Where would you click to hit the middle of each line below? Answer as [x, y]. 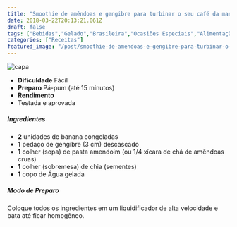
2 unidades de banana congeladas [68, 136]
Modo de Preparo [34, 190]
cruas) [27, 159]
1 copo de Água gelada [51, 174]
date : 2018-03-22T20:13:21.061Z [55, 20]
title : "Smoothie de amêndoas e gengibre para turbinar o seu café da [113, 14]
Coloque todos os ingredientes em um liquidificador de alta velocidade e [113, 208]
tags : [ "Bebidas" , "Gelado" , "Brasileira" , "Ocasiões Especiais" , [102, 33]
